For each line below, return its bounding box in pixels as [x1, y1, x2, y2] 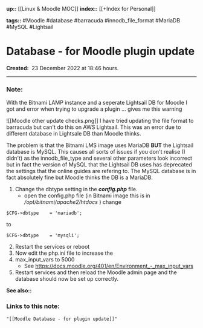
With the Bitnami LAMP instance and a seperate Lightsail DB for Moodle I [6, 99, 187, 107]
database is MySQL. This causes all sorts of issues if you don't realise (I [6, 148, 185, 156]
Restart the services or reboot [14, 243, 90, 251]
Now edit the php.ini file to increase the [14, 249, 114, 257]
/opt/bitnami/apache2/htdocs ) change [24, 198, 122, 206]
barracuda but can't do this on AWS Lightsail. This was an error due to [6, 123, 181, 131]
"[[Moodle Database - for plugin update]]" [6, 316, 118, 322]
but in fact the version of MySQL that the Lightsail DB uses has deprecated [6, 161, 192, 168]
